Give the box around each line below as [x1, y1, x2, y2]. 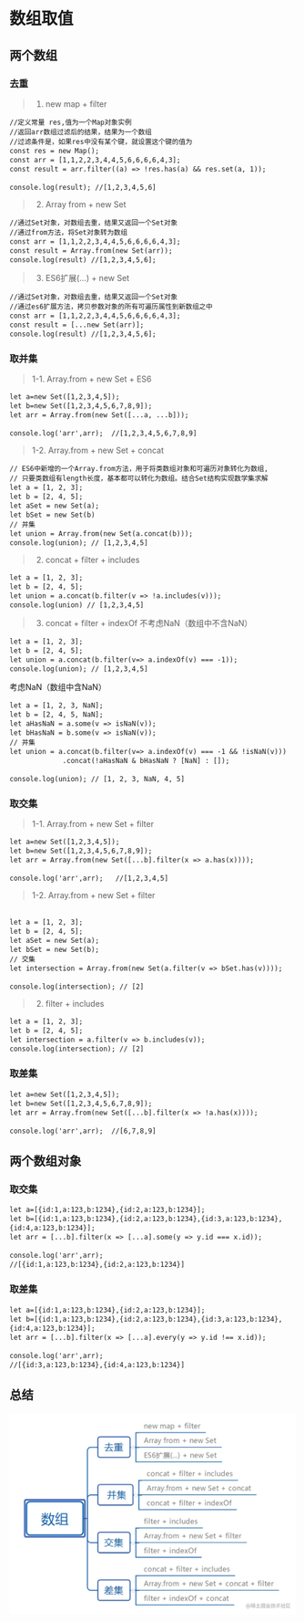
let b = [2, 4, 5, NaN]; [9, 710, 104, 719]
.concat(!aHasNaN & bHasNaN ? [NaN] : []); [62, 757, 230, 766]
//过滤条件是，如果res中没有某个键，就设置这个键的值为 [9, 137, 193, 146]
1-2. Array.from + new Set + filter [31, 890, 156, 901]
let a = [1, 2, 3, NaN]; [9, 701, 104, 710]
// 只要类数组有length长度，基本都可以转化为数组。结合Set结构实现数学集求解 [9, 474, 269, 484]
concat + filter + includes [45, 554, 140, 566]
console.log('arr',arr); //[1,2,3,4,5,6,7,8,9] [9, 429, 198, 438]
